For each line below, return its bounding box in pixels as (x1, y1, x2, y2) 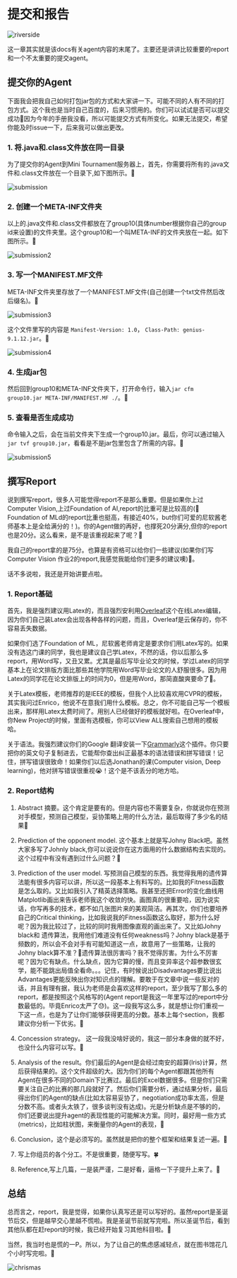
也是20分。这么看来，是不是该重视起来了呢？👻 (7, 531, 143, 540)
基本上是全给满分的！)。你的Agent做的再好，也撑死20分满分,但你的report (13, 522, 228, 530)
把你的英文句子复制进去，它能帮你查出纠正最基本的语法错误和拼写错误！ (7, 749, 217, 757)
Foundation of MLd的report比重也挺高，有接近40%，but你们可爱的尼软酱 (7, 513, 221, 522)
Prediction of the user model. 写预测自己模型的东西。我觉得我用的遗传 (17, 869, 221, 877)
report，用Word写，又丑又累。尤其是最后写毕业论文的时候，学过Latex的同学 (7, 657, 230, 666)
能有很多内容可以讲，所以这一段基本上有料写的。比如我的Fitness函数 (23, 878, 224, 886)
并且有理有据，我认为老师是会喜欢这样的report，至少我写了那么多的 (30, 984, 228, 992)
